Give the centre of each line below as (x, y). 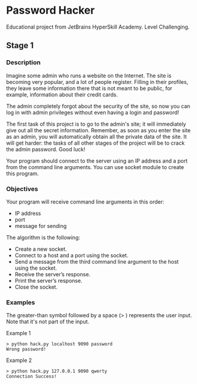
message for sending (41, 226)
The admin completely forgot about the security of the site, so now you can (98, 106)
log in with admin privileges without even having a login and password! (93, 112)
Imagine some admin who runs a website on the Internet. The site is (89, 76)
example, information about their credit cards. (62, 94)
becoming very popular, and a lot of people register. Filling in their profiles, (97, 82)
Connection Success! (32, 377)
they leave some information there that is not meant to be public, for (89, 88)
